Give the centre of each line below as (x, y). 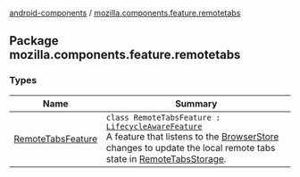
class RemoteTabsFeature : (163, 117)
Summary (196, 104)
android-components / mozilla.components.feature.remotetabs (125, 13)
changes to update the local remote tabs (191, 147)
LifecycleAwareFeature (154, 126)
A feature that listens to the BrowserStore (192, 136)
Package (34, 41)
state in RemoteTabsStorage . (166, 158)
